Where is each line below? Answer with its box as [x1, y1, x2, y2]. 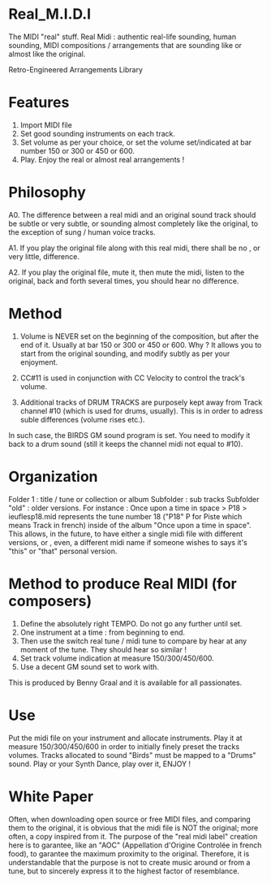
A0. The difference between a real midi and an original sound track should [8, 210, 256, 219]
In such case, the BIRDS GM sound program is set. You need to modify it [8, 430, 251, 440]
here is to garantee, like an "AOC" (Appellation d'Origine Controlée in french [8, 840, 262, 850]
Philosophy [8, 184, 87, 201]
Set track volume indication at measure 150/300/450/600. [19, 653, 215, 663]
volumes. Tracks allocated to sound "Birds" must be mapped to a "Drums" [8, 750, 257, 760]
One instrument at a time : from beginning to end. [19, 627, 185, 637]
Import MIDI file [19, 119, 73, 130]
